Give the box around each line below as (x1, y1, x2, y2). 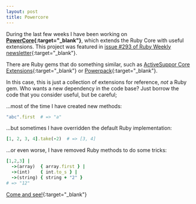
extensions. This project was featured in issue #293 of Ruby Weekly (6, 43, 171, 50)
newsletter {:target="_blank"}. (6, 49, 78, 56)
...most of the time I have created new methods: (6, 102, 122, 109)
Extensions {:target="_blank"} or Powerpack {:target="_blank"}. (6, 67, 158, 74)
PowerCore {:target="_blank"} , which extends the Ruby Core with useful (6, 37, 184, 44)
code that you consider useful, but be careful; (6, 91, 117, 98)
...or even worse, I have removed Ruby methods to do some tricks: (6, 147, 167, 154)
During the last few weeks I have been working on (6, 30, 128, 37)
